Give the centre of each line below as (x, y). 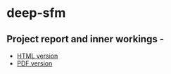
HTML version (37, 56)
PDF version (34, 63)
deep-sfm (36, 13)
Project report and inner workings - (85, 39)
